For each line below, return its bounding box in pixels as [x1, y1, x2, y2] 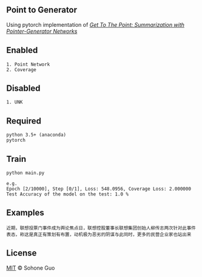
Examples [6, 208, 44, 218]
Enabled [6, 45, 38, 55]
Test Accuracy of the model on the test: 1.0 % [6, 191, 129, 197]
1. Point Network [6, 61, 50, 68]
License [6, 248, 37, 258]
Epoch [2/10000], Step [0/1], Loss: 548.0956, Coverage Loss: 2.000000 [6, 186, 191, 192]
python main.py [6, 170, 45, 176]
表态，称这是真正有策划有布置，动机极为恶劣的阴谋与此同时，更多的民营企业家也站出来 [6, 231, 192, 237]
